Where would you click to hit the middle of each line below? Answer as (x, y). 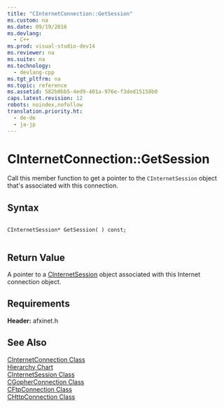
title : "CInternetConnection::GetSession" (70, 14)
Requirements (38, 304)
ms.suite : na (26, 59)
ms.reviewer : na (31, 53)
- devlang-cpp (34, 72)
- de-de (25, 118)
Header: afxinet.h (33, 321)
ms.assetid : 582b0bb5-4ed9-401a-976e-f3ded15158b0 (83, 92)
